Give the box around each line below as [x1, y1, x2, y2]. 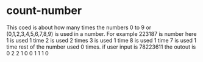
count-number [6, 4, 82, 18]
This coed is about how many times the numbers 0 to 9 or [6, 24, 151, 31]
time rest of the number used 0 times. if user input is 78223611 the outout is [6, 43, 196, 50]
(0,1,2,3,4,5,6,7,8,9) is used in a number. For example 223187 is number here [6, 30, 197, 37]
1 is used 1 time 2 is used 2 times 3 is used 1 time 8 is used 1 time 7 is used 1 [6, 36, 197, 44]
